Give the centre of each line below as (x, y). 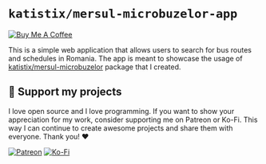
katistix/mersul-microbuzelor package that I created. (95, 67)
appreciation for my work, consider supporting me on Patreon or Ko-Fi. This (133, 119)
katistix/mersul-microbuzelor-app (123, 14)
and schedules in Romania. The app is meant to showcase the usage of (125, 58)
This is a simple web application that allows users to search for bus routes (130, 49)
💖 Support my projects (65, 92)
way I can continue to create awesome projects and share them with (121, 128)
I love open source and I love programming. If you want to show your (121, 111)
